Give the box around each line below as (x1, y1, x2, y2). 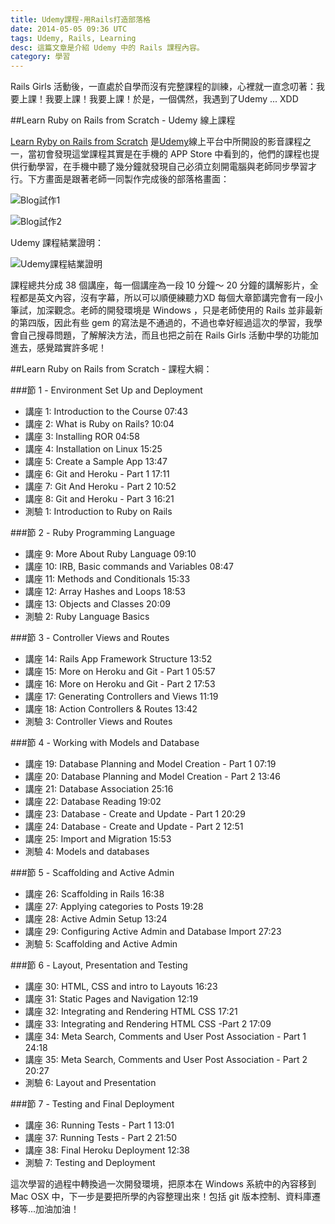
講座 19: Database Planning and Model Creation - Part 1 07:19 (24, 758, 277, 770)
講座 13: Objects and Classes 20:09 (24, 598, 171, 610)
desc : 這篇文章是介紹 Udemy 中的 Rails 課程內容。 (10, 42, 205, 53)
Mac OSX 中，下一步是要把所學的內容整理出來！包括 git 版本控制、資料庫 (10, 1191, 312, 1203)
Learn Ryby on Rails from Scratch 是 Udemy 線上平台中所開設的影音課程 (10, 136, 303, 148)
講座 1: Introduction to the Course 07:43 (24, 406, 188, 418)
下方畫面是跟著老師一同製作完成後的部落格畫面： (27, 173, 230, 185)
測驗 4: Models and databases (24, 846, 150, 858)
